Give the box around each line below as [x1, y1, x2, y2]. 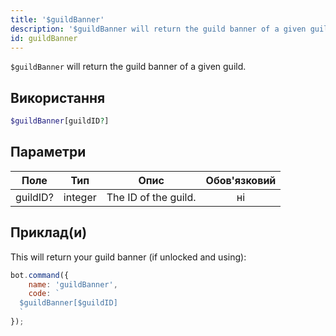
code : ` [28, 289, 60, 299]
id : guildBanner [10, 33, 78, 43]
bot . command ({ [10, 270, 70, 280]
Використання [10, 89, 106, 106]
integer [63, 190, 97, 204]
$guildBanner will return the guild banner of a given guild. [10, 61, 247, 73]
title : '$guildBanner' [10, 14, 105, 25]
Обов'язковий [205, 173, 277, 187]
